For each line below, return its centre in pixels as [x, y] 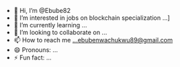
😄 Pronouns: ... [36, 50]
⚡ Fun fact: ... [32, 57]
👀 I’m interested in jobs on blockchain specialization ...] [92, 18]
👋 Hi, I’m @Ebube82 [42, 11]
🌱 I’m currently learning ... [50, 25]
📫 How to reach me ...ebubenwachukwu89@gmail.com [93, 40]
